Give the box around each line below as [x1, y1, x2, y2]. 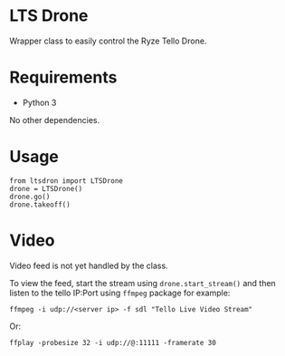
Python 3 [22, 97, 57, 108]
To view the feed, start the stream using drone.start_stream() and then [9, 277, 276, 288]
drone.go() [9, 192, 51, 201]
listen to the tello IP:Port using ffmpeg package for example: [9, 287, 231, 298]
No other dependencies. [9, 114, 100, 125]
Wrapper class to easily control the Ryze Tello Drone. [9, 35, 207, 46]
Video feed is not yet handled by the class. [9, 260, 169, 271]
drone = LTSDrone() [9, 184, 83, 193]
